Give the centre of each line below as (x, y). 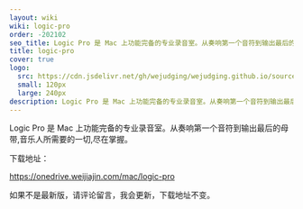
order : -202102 (38, 34)
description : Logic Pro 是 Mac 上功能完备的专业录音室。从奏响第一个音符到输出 (147, 101)
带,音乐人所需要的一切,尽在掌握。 (71, 140)
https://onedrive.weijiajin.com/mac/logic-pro (92, 177)
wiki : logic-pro (40, 26)
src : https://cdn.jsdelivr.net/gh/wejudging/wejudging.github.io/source (157, 77)
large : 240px (42, 93)
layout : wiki (34, 18)
